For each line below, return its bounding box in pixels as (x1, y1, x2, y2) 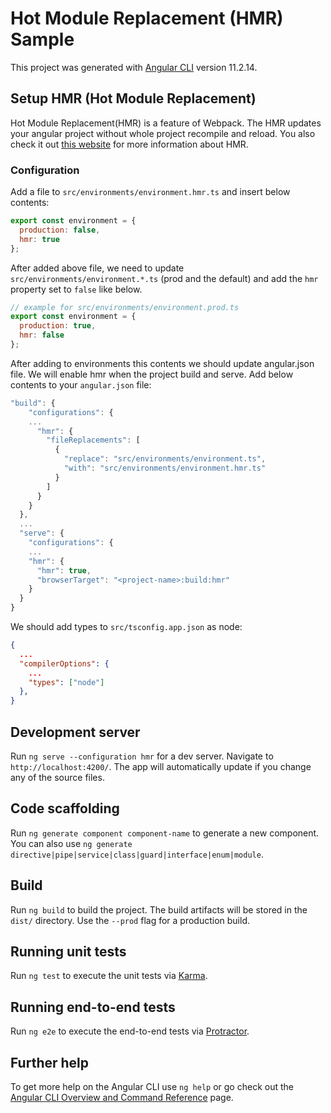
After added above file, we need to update (10, 262, 185, 274)
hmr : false (19, 330, 65, 341)
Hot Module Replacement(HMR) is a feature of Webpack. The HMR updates (10, 117, 322, 129)
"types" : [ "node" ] (28, 677, 105, 687)
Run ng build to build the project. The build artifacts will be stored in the (10, 903, 308, 916)
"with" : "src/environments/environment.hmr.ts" (63, 463, 267, 474)
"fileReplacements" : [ (46, 435, 141, 446)
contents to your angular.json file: (10, 378, 152, 391)
